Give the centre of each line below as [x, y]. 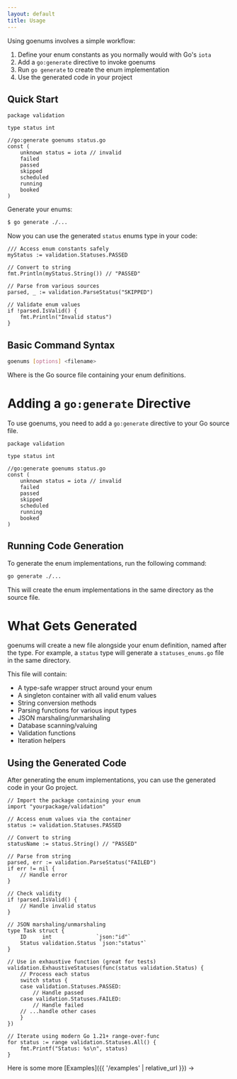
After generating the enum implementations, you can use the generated [111, 780]
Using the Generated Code [67, 763]
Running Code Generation [65, 546]
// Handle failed [58, 1005]
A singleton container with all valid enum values [87, 695]
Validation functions [47, 733]
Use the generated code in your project [75, 77]
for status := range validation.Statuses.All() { [82, 1043]
